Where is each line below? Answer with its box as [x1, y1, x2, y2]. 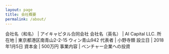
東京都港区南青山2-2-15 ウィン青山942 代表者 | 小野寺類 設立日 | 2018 [18, 37, 164, 43]
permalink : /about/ [5, 16, 47, 21]
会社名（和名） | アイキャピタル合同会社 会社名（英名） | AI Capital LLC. [5, 31, 156, 37]
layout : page [5, 7, 33, 12]
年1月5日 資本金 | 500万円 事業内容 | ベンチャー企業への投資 [5, 43, 131, 49]
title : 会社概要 [5, 12, 36, 17]
